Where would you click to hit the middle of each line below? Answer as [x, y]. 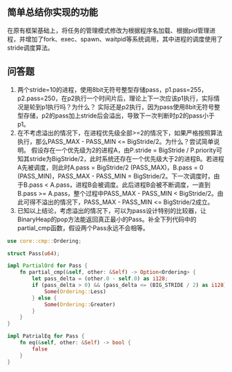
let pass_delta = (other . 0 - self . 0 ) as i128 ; [100, 279]
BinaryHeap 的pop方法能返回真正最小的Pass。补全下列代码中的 [107, 219]
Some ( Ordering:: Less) [75, 291]
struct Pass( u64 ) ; [33, 253]
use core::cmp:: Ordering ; [44, 241]
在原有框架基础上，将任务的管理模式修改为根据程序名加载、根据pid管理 [108, 30]
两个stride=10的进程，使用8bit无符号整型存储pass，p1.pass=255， [112, 89]
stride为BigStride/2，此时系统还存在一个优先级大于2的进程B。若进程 [127, 158]
